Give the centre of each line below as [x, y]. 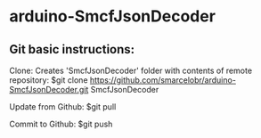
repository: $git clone [49, 80]
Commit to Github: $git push [61, 124]
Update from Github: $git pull [63, 107]
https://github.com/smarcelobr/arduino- [163, 80]
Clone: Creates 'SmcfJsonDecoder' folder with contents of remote [130, 70]
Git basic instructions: [72, 49]
